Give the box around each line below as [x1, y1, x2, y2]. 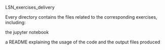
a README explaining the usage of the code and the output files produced [5, 39, 160, 45]
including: [5, 20, 26, 25]
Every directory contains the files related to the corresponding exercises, [5, 14, 157, 20]
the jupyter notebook [5, 29, 49, 35]
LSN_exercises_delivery [5, 5, 55, 10]
